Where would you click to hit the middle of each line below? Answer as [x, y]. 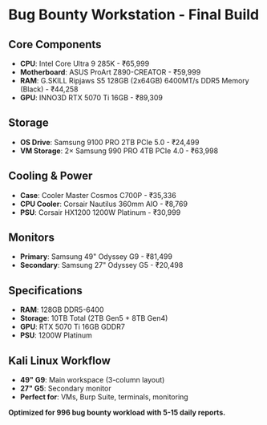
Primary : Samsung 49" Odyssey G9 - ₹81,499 [96, 257]
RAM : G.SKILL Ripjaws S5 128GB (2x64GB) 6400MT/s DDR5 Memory [135, 81]
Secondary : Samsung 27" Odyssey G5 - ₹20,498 [101, 265]
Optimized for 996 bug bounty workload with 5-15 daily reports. [117, 413]
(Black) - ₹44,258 [49, 89]
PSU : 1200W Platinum [56, 335]
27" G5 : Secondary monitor [65, 389]
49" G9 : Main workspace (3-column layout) [92, 380]
